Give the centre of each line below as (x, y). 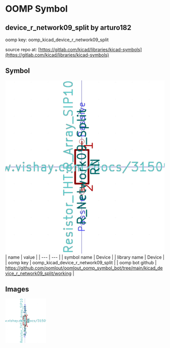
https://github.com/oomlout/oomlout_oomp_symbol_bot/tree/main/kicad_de (84, 268)
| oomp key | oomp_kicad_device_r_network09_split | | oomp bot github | (81, 262)
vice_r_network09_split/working (38, 273)
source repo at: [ (23, 49)
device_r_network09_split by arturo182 (68, 28)
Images (17, 289)
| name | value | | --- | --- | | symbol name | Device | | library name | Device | (85, 257)
